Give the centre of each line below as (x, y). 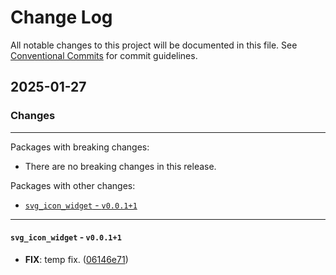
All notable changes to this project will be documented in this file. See (154, 45)
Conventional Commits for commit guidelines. (104, 55)
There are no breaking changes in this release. (120, 166)
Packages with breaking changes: (80, 147)
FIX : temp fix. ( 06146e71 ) (76, 259)
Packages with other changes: (73, 185)
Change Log (61, 17)
